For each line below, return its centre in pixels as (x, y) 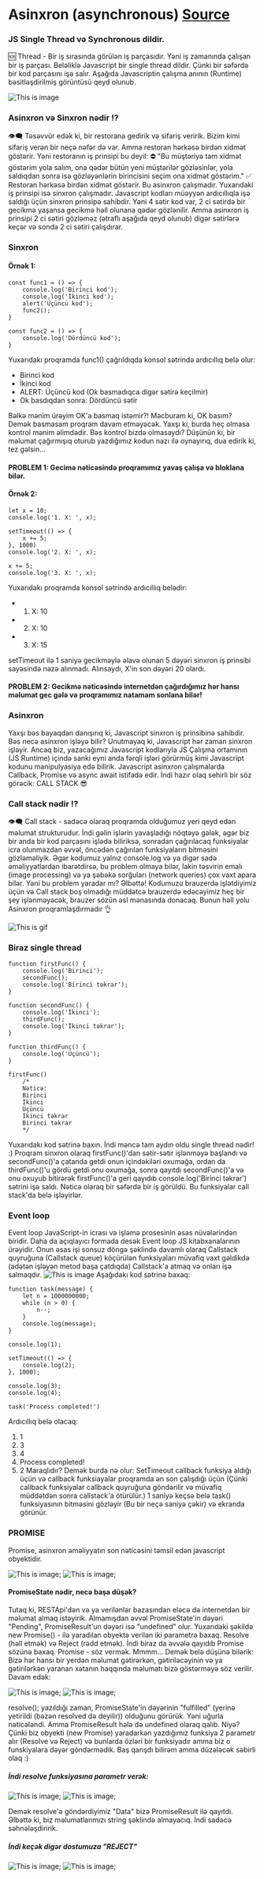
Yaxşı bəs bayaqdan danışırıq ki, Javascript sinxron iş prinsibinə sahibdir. (126, 732)
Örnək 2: (23, 494)
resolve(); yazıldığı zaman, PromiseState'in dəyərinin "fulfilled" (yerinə (122, 1707)
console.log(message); (59, 1324)
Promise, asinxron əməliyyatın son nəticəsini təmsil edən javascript (117, 1550)
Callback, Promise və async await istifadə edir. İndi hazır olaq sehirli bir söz (130, 775)
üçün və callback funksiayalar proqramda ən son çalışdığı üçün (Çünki (134, 1479)
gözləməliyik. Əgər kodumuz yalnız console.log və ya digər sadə (113, 858)
